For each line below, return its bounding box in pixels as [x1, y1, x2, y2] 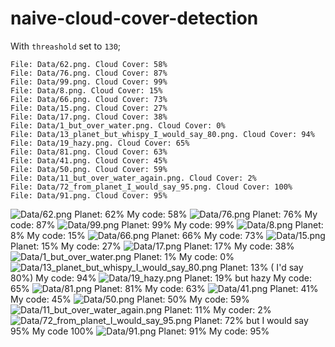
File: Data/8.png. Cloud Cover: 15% [10, 85, 163, 96]
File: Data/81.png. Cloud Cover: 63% [10, 147, 168, 157]
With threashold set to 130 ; [10, 40, 122, 52]
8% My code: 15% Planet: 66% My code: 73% [10, 229, 265, 241]
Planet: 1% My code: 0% [133, 250, 235, 262]
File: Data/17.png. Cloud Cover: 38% [10, 112, 168, 122]
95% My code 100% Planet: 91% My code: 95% [10, 325, 270, 337]
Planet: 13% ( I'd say [219, 261, 304, 273]
